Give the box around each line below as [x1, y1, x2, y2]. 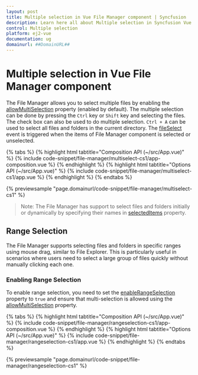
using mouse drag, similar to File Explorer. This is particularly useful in [6, 248, 177, 255]
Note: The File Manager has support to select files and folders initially [20, 202, 190, 210]
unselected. [6, 137, 35, 144]
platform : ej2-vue [6, 31, 51, 37]
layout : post [6, 8, 38, 15]
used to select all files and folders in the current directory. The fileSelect [6, 124, 182, 131]
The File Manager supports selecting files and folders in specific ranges [6, 242, 181, 249]
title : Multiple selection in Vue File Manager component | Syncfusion [6, 14, 186, 20]
